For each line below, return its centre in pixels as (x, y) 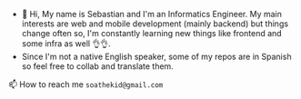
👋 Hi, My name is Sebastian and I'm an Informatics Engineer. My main (152, 14)
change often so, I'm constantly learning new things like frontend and (152, 33)
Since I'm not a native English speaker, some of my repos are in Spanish (156, 56)
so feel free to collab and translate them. (97, 66)
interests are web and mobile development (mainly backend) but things (155, 24)
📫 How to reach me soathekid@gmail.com (86, 84)
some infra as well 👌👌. (66, 44)
